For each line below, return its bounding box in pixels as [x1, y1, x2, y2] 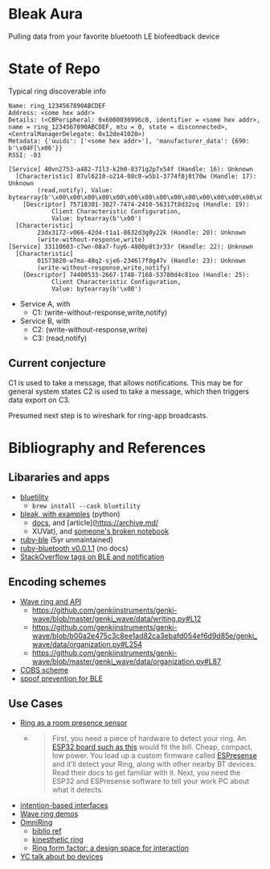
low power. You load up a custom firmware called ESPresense [51, 751, 257, 760]
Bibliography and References [8, 439, 207, 457]
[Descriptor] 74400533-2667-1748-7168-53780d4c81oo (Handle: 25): [22, 270, 250, 278]
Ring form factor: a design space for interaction [31, 843, 190, 853]
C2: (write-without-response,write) [31, 324, 149, 334]
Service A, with [19, 299, 71, 308]
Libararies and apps [8, 471, 110, 484]
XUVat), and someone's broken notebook [31, 526, 170, 536]
